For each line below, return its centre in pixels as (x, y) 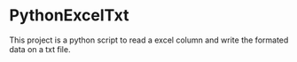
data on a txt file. (40, 49)
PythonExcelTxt (69, 15)
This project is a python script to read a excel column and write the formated (149, 40)
